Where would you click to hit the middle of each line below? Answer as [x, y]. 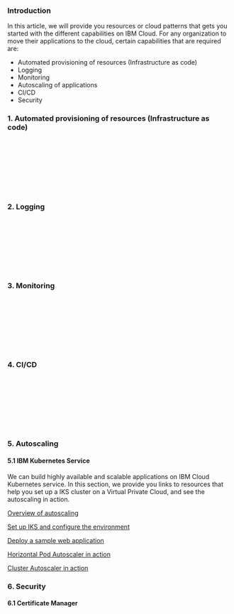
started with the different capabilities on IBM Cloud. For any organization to [117, 33]
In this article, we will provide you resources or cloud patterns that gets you [117, 26]
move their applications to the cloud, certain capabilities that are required [114, 41]
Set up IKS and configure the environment [68, 527]
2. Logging [26, 207]
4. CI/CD [22, 365]
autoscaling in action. [39, 499]
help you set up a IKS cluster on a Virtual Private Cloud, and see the [106, 491]
